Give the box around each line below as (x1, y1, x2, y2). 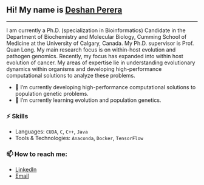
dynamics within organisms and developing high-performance (6, 65, 162, 72)
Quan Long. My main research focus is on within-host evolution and (6, 45, 176, 53)
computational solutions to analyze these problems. (6, 72, 135, 79)
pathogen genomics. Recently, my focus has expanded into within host (6, 52, 183, 59)
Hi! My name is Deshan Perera (6, 5, 123, 15)
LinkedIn (15, 166, 37, 173)
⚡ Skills (6, 112, 29, 120)
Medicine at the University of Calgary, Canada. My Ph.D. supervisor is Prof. (6, 39, 194, 47)
